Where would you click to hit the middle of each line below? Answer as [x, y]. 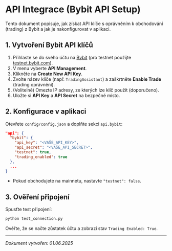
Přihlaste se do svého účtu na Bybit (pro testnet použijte [72, 57]
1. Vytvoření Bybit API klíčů [49, 45]
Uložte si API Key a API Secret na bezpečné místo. [66, 95]
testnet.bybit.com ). [33, 63]
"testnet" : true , [33, 152]
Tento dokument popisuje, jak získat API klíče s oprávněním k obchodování [84, 24]
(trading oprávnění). [34, 84]
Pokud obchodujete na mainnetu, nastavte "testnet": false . [77, 181]
